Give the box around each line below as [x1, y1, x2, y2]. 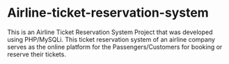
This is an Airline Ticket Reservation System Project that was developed [7, 28, 213, 36]
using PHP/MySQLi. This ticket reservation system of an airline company [7, 35, 216, 43]
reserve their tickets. [7, 50, 66, 58]
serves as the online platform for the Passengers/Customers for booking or [7, 42, 223, 51]
